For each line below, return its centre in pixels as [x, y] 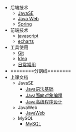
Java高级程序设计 [44, 102]
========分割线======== [41, 71]
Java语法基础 [39, 89]
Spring [25, 24]
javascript [28, 36]
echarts [26, 41]
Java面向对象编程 [44, 95]
